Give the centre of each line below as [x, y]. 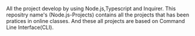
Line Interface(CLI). [30, 27]
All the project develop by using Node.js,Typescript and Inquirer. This [91, 9]
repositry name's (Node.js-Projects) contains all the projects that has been [98, 15]
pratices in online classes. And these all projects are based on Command [96, 21]
